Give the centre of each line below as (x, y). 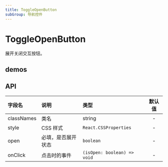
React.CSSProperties (107, 127)
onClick (17, 155)
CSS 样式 (52, 128)
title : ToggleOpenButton (31, 10)
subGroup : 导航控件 (24, 14)
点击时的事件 (56, 155)
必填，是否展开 (59, 137)
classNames (22, 118)
